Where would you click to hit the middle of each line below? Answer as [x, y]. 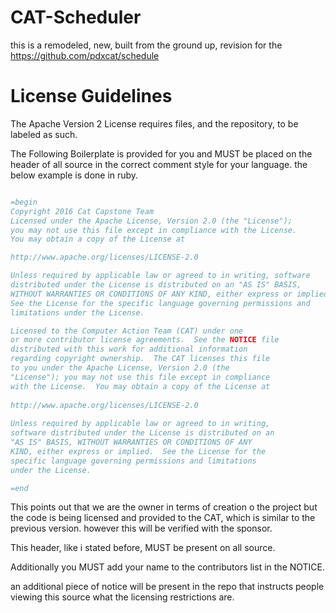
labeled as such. [44, 134]
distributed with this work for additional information [129, 349]
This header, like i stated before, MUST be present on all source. [143, 548]
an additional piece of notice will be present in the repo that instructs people [167, 587]
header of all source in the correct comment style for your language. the [159, 164]
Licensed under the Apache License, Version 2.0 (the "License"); [151, 221]
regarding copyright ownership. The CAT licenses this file [140, 359]
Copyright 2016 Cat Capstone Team [82, 211]
